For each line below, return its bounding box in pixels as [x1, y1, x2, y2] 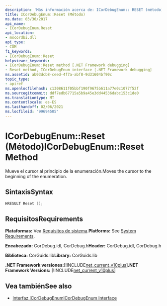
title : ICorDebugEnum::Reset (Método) [5, 12, 85, 17]
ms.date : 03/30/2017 [5, 16, 48, 21]
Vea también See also [5, 282, 72, 290]
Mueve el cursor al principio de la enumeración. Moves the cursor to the [5, 168, 152, 174]
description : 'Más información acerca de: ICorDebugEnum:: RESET [5, 7, 143, 12]
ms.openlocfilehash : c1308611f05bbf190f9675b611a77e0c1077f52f [5, 86, 139, 91]
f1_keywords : [5, 49, 32, 54]
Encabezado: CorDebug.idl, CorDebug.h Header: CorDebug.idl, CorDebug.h [5, 243, 162, 249]
